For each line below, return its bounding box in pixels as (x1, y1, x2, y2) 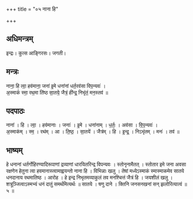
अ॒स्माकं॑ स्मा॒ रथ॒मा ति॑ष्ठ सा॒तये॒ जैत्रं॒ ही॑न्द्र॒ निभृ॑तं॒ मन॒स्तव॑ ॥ (6, 89, 108, 96)
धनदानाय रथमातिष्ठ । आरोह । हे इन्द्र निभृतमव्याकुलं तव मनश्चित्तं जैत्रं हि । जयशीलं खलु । (6, 174, 173, 181)
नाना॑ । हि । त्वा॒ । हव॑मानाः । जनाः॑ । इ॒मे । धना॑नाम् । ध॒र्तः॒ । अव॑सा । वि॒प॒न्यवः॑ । (6, 121, 158, 128)
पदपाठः (6, 106, 25, 116)
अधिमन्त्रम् (6, 34, 33, 44)
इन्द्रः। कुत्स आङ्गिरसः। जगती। (6, 50, 66, 57)
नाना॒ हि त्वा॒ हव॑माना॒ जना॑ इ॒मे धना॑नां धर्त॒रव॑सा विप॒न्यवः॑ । (6, 82, 106, 89)
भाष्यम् (6, 145, 23, 155)
